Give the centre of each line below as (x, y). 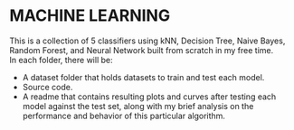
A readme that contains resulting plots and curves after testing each (149, 97)
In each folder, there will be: (61, 60)
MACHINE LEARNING (90, 16)
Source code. (47, 87)
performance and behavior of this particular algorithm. (124, 116)
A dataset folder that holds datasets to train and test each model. (143, 77)
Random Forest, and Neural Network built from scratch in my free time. (142, 50)
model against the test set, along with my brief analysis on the (138, 106)
